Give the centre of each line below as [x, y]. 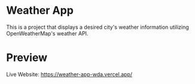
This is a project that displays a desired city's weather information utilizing [98, 27]
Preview [27, 58]
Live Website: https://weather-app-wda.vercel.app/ [69, 74]
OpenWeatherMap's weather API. [47, 33]
